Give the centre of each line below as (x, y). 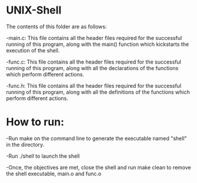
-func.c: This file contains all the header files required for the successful (94, 62)
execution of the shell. (33, 50)
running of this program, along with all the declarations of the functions (92, 68)
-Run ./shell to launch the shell (43, 156)
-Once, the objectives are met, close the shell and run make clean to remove (98, 167)
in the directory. (25, 144)
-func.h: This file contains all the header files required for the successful (94, 85)
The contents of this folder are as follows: (56, 26)
